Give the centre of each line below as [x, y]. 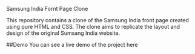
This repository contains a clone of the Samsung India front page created [98, 20]
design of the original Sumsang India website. [63, 33]
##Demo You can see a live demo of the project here [72, 45]
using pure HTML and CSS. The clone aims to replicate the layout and [93, 27]
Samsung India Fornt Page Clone [47, 9]
